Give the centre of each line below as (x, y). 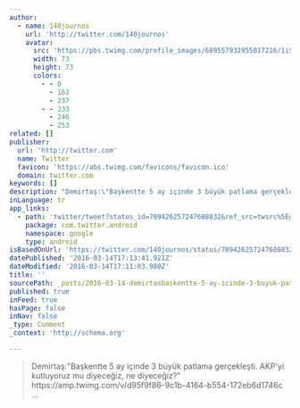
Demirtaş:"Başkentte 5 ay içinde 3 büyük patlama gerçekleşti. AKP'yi (158, 366)
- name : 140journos (54, 26)
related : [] (31, 134)
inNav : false (33, 316)
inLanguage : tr (37, 200)
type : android (51, 242)
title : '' (28, 275)
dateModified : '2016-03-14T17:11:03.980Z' (89, 267)
